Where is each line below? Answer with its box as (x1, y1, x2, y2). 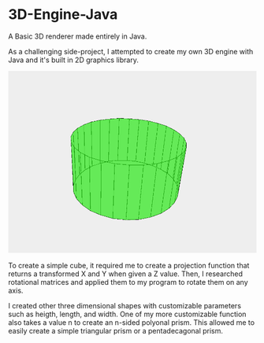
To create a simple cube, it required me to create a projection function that (8, 261, 250, 270)
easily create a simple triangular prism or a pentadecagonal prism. (8, 326, 223, 335)
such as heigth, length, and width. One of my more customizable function (8, 309, 247, 319)
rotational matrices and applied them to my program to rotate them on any (8, 278, 248, 286)
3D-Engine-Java (8, 6, 118, 24)
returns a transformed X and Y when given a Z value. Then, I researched (8, 269, 243, 278)
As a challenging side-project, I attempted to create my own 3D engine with (8, 46, 254, 56)
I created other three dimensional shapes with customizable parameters (8, 301, 242, 310)
